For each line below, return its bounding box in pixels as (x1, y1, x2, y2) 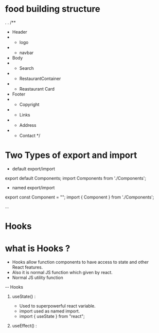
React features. (12, 264, 43, 270)
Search (19, 65, 34, 71)
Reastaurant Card (19, 86, 55, 92)
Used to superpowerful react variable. (19, 303, 96, 309)
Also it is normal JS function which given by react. (12, 270, 113, 275)
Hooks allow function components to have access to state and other (12, 259, 149, 265)
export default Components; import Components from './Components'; (5, 175, 146, 181)
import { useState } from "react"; (19, 313, 85, 319)
